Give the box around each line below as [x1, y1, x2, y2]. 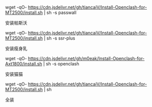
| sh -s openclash [43, 61, 79, 66]
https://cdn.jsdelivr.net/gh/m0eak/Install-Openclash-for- [28, 55, 145, 61]
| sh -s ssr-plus [44, 35, 75, 41]
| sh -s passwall [44, 9, 77, 15]
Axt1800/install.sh [5, 61, 43, 66]
